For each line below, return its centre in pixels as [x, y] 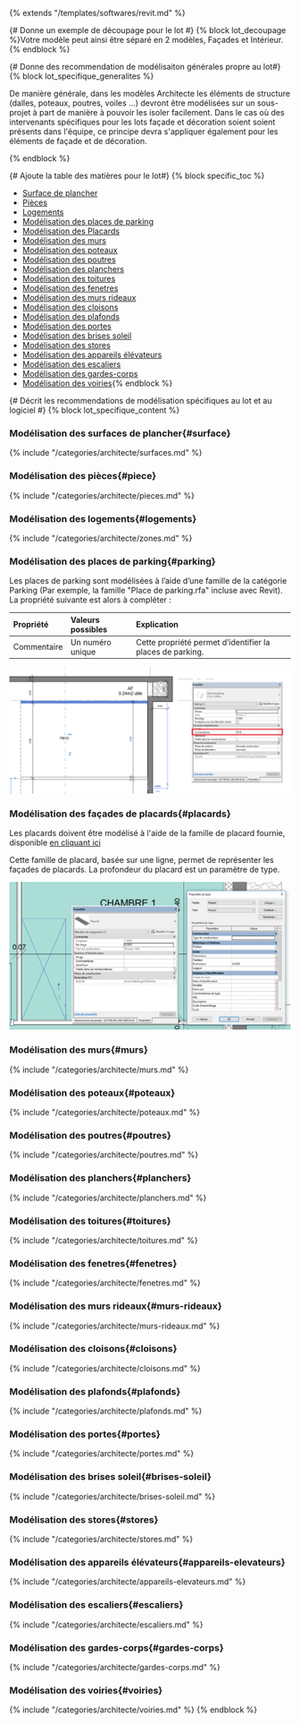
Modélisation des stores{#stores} [84, 1519]
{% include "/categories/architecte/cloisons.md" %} [105, 1368]
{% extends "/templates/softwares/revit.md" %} [97, 13]
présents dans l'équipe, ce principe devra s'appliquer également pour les [144, 132]
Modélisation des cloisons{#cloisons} [93, 1349]
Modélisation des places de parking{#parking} [112, 561]
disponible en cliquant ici [55, 843]
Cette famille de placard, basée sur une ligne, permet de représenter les [142, 860]
